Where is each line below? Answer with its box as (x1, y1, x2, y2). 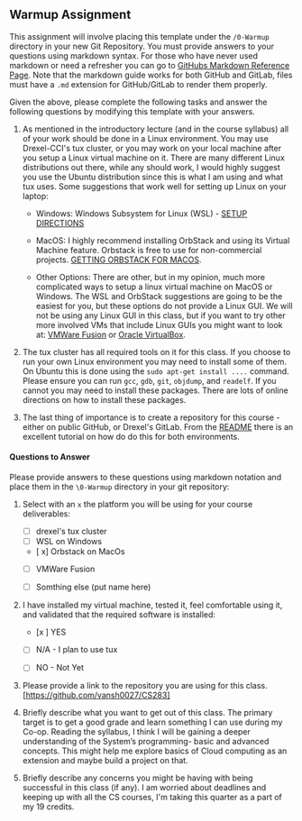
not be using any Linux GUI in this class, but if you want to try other (35, 310, 286, 321)
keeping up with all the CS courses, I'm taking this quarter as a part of (22, 792, 282, 803)
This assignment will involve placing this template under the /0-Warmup (9, 31, 270, 41)
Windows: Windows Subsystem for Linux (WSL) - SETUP (35, 207, 248, 219)
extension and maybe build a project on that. (22, 755, 188, 766)
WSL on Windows (35, 536, 102, 547)
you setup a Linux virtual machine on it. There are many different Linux (22, 152, 286, 163)
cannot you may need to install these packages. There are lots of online (22, 385, 288, 396)
